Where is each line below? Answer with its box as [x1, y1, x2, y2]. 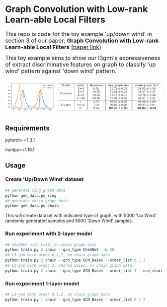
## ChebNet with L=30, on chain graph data [5, 242, 97, 247]
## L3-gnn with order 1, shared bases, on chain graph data [5, 263, 133, 268]
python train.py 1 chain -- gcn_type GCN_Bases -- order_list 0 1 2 [5, 297, 146, 303]
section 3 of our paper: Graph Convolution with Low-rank [5, 37, 159, 44]
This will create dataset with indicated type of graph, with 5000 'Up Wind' [5, 213, 157, 219]
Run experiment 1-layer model [5, 280, 80, 287]
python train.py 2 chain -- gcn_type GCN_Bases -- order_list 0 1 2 [5, 258, 146, 263]
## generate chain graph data [5, 198, 68, 203]
